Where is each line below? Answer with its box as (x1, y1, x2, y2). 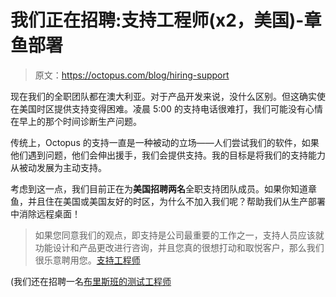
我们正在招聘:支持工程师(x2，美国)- (10, 9, 305, 32)
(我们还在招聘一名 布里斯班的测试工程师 (10, 275, 172, 287)
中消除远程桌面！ (10, 207, 81, 220)
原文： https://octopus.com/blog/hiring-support (34, 69, 230, 81)
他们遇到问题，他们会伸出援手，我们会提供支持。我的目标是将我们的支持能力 (10, 149, 326, 161)
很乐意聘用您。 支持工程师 (34, 254, 141, 266)
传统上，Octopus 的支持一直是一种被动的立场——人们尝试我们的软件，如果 (10, 136, 320, 148)
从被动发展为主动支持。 (10, 161, 107, 173)
